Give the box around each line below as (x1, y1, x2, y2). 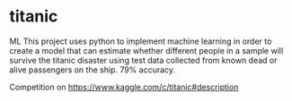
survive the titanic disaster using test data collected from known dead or (9, 55, 278, 65)
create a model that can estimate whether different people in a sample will (9, 45, 284, 55)
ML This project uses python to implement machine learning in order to (9, 36, 272, 46)
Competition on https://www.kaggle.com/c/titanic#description (9, 81, 239, 92)
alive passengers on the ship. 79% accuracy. (9, 64, 176, 75)
